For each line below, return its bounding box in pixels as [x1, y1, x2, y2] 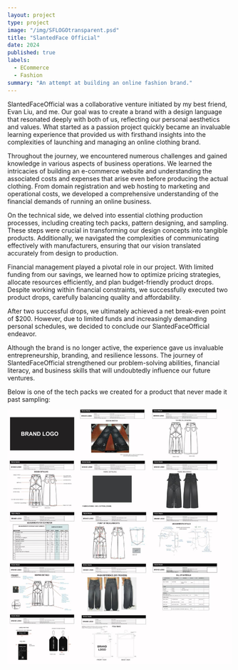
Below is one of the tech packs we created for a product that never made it [7, 387, 227, 396]
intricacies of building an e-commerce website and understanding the [7, 166, 212, 175]
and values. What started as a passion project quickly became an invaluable [7, 122, 230, 131]
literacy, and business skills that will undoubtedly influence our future [7, 366, 211, 375]
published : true [7, 49, 56, 56]
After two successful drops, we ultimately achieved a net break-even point [7, 307, 226, 315]
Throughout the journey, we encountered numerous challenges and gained [7, 151, 227, 160]
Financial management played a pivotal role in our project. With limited [7, 263, 214, 271]
